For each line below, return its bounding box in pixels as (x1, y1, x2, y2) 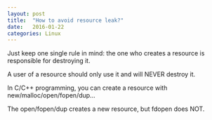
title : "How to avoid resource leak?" (7, 17, 124, 24)
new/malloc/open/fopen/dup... (7, 91, 96, 100)
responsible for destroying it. (7, 57, 91, 65)
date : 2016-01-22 (7, 23, 65, 30)
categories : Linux (7, 29, 61, 37)
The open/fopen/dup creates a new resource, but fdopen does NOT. (7, 105, 205, 113)
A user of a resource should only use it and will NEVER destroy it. (7, 70, 196, 79)
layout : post (7, 10, 46, 18)
